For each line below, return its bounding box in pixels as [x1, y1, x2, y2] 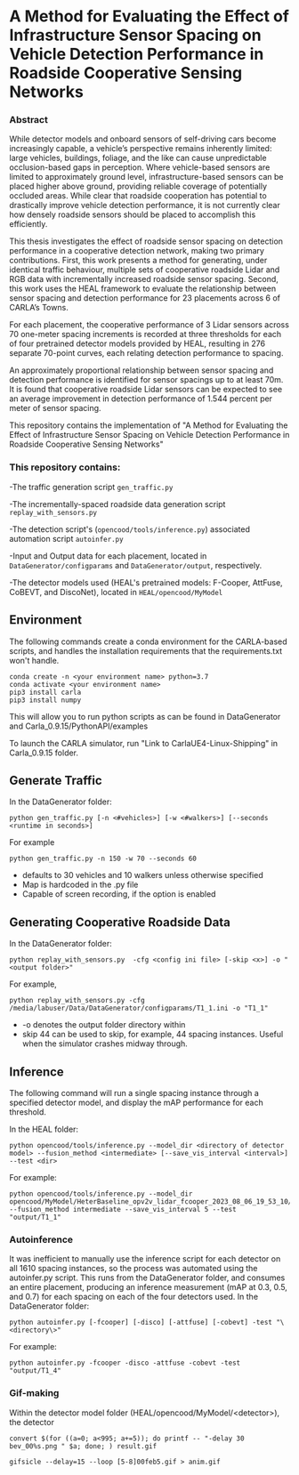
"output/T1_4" [9, 1366, 62, 1375]
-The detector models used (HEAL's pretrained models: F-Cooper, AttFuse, [9, 576, 283, 588]
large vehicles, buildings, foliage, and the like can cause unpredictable [9, 153, 267, 164]
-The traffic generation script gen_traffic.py [9, 481, 174, 492]
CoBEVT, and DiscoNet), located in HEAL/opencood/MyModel [9, 586, 223, 597]
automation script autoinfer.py [9, 533, 124, 544]
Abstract [9, 114, 49, 126]
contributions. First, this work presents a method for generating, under [9, 255, 268, 266]
